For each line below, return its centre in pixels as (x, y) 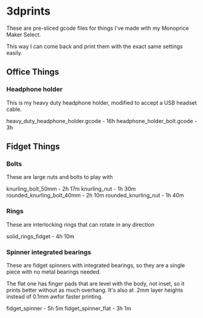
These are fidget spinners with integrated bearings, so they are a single (96, 265)
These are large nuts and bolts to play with (60, 177)
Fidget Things (33, 147)
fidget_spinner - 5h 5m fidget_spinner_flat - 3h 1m (69, 308)
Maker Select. (24, 34)
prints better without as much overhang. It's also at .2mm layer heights (95, 290)
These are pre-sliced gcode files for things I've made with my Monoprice (98, 28)
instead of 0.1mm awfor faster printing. (55, 296)
